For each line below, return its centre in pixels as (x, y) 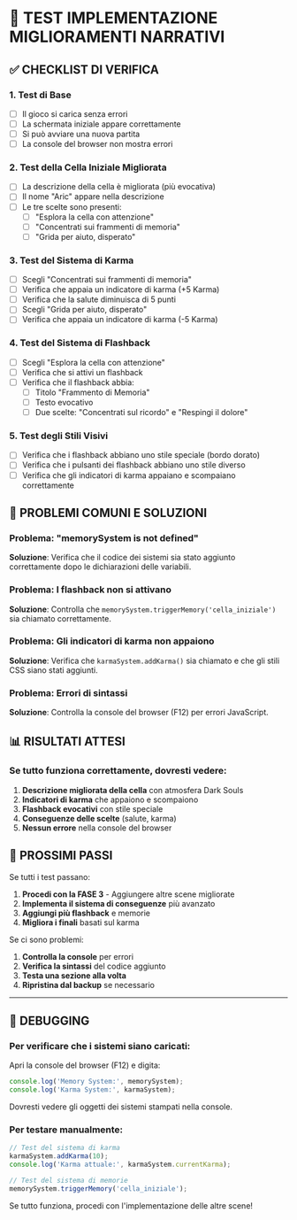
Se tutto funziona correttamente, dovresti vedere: (118, 771)
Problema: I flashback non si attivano (91, 590)
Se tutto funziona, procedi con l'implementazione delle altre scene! (131, 1205)
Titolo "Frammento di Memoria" (92, 392)
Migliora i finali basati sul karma (80, 922)
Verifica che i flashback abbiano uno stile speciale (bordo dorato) (141, 455)
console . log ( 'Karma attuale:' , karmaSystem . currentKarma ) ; (120, 1165)
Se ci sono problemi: (46, 939)
